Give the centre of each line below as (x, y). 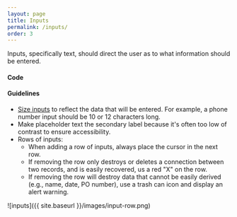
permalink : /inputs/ (38, 27)
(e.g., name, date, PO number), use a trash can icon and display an (125, 184)
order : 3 (20, 34)
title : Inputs (28, 20)
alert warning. (48, 192)
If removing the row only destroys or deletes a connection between (126, 162)
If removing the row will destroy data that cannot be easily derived (125, 177)
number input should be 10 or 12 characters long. (89, 117)
